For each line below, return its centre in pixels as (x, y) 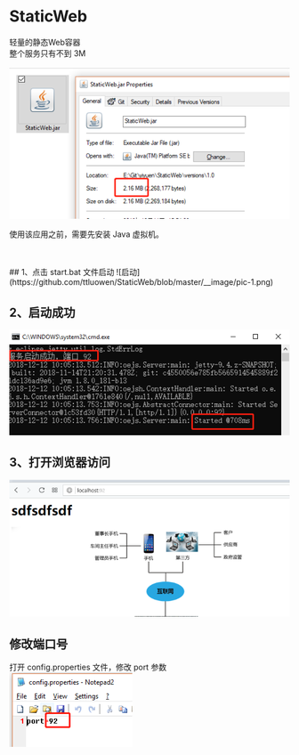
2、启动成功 (42, 312)
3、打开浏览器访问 (60, 463)
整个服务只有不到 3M (48, 53)
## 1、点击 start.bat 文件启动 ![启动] (75, 272)
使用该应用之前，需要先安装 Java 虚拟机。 (87, 234)
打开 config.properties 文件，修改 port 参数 (88, 667)
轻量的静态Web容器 (45, 42)
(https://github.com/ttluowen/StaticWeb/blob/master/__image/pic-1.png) (141, 282)
